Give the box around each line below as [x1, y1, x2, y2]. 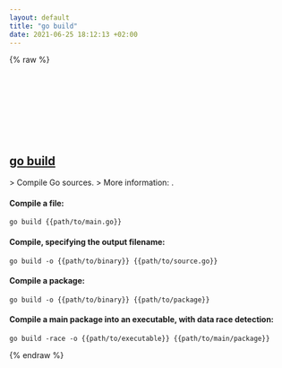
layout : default [9, 13, 70, 22]
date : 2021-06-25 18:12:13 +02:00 [9, 30, 139, 39]
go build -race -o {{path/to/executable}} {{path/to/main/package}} [9, 334, 270, 343]
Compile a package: [9, 276, 85, 286]
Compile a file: [9, 197, 64, 208]
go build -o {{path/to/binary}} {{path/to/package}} [9, 295, 210, 304]
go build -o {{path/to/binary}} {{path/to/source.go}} [9, 257, 218, 266]
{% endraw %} [9, 350, 64, 360]
